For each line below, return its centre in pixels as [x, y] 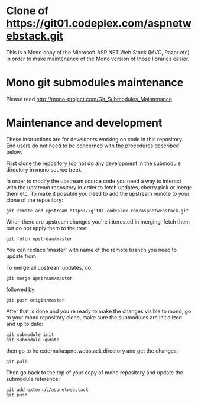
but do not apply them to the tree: [47, 228]
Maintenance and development [84, 123]
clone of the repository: [35, 200]
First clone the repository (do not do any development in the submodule [94, 163]
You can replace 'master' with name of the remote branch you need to [92, 250]
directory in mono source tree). [44, 169]
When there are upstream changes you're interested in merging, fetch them [98, 222]
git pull [17, 361]
